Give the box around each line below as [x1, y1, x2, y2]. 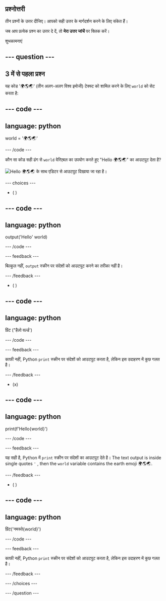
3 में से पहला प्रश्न [5, 70, 45, 78]
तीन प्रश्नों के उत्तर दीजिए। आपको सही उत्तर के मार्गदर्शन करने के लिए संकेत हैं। [5, 18, 128, 24]
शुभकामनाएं [5, 38, 23, 44]
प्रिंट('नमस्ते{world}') [5, 526, 41, 532]
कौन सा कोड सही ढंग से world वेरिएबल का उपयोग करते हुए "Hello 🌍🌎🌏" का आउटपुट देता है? [5, 157, 162, 163]
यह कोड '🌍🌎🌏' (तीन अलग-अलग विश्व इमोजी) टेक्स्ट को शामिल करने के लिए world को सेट [5, 83, 155, 89]
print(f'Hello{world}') [5, 426, 48, 432]
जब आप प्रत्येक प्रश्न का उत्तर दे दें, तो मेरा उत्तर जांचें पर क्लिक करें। [5, 28, 110, 34]
